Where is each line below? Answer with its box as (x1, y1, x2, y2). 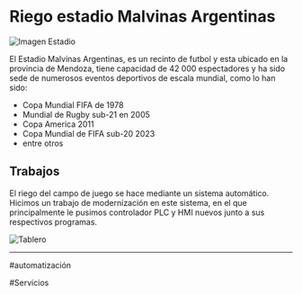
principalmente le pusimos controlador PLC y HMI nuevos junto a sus (9, 207, 265, 218)
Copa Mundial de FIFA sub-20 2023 (22, 128, 155, 139)
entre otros (22, 138, 64, 148)
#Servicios (9, 277, 49, 288)
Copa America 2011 (22, 119, 94, 130)
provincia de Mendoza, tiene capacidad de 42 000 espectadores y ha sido (9, 63, 286, 74)
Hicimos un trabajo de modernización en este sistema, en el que (9, 197, 247, 208)
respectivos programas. (9, 216, 97, 227)
